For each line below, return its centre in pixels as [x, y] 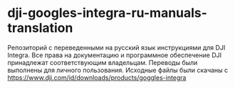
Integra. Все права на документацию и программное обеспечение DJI [115, 55]
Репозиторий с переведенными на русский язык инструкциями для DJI [116, 47]
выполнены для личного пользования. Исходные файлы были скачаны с [118, 70]
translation [40, 28]
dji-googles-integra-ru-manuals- [108, 13]
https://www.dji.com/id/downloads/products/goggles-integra [97, 77]
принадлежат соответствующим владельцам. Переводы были [103, 62]
